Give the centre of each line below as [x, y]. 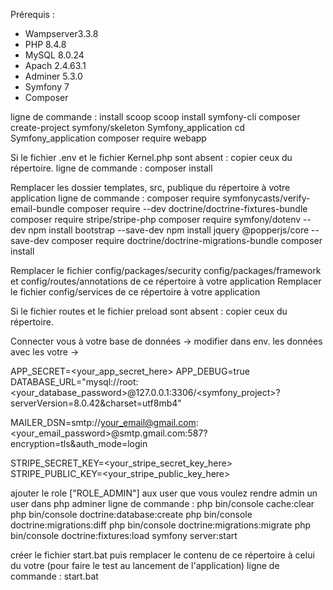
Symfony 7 [47, 87]
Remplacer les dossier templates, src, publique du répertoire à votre [150, 187]
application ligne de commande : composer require [115, 198]
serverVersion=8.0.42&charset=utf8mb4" [96, 403]
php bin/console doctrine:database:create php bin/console [131, 514]
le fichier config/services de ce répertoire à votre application [135, 292]
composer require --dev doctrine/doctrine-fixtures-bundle [187, 208]
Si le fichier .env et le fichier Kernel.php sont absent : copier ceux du [151, 157]
